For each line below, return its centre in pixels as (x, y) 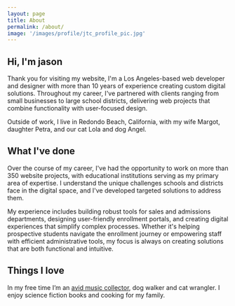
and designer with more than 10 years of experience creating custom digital (116, 86)
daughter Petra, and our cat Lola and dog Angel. (77, 130)
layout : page (26, 14)
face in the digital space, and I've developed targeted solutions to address (114, 190)
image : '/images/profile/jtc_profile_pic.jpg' (76, 33)
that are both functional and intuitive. (60, 249)
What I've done (41, 151)
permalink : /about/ (36, 27)
